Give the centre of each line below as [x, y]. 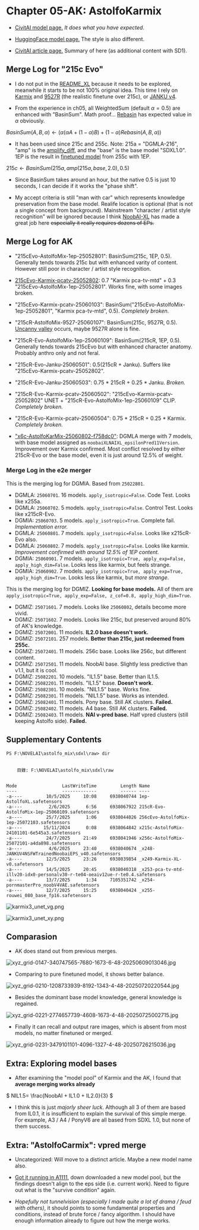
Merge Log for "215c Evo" [55, 69]
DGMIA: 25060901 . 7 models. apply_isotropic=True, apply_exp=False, [100, 558]
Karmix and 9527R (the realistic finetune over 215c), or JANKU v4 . [96, 96]
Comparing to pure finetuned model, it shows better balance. [89, 974]
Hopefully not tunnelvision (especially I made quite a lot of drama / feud [103, 1202]
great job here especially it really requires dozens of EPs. [84, 222]
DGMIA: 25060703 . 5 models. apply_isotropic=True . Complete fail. [95, 520]
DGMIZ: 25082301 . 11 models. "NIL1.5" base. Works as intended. [92, 696]
